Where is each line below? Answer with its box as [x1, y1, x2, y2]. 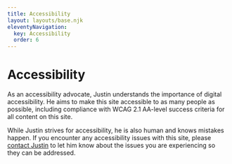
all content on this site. [7, 113, 73, 121]
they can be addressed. [7, 149, 76, 157]
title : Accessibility [7, 10, 71, 18]
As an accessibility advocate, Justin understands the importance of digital [7, 90, 222, 99]
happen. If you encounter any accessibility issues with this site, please [7, 134, 212, 142]
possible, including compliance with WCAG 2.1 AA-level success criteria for [7, 105, 225, 113]
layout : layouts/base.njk [7, 17, 83, 24]
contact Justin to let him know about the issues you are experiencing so [7, 141, 216, 150]
